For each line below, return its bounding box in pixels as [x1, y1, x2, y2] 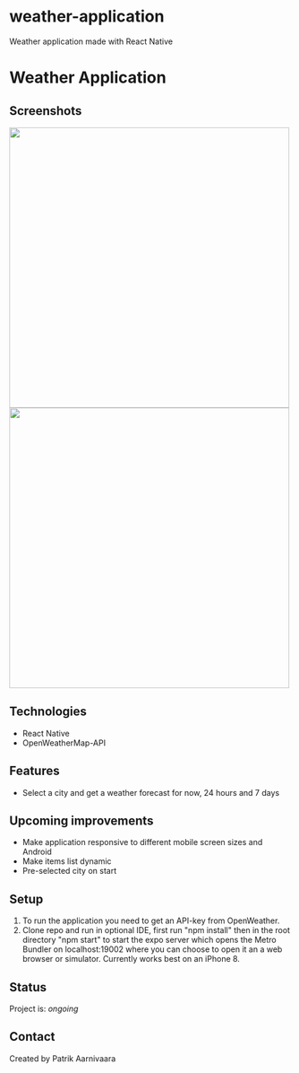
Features [9, 763, 60, 779]
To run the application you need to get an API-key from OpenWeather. [21, 915, 280, 926]
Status [9, 980, 47, 995]
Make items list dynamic [21, 856, 112, 867]
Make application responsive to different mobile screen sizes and [21, 837, 263, 848]
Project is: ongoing [9, 1003, 79, 1014]
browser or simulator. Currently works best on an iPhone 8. [21, 954, 240, 964]
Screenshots [9, 103, 82, 118]
